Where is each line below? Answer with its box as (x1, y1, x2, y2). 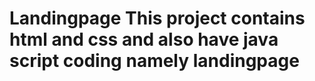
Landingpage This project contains (9, 7, 306, 30)
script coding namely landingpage (9, 50, 300, 72)
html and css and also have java (9, 28, 279, 51)
